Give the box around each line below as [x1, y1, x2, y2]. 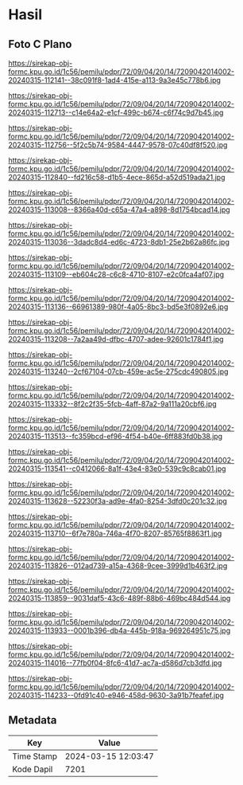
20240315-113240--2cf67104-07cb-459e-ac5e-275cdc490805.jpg [8, 367, 229, 376]
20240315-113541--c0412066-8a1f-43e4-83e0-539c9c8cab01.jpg [8, 464, 226, 473]
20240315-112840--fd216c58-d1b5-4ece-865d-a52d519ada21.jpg [8, 173, 226, 182]
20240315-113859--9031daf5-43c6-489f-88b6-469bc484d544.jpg [8, 594, 231, 602]
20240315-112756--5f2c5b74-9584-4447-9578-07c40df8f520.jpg [8, 140, 228, 149]
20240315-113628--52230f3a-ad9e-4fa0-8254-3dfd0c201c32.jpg [8, 497, 228, 505]
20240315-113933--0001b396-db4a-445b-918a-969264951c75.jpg [8, 626, 231, 635]
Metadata [8, 713, 57, 727]
